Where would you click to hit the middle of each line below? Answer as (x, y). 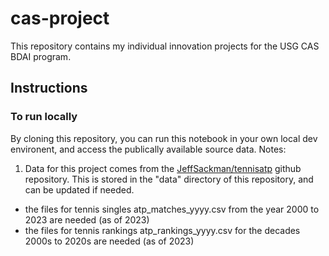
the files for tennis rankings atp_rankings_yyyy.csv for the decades (162, 230)
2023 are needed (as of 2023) (87, 219)
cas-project (60, 18)
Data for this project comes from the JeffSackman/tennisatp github (163, 168)
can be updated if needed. (79, 189)
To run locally (44, 117)
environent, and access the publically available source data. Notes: (148, 149)
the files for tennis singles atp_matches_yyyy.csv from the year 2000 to (172, 209)
